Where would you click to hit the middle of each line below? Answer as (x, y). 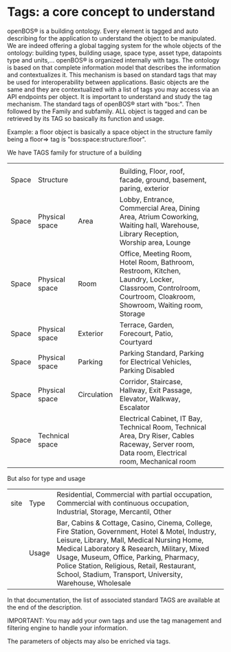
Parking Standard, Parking (162, 353)
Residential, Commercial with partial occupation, (134, 494)
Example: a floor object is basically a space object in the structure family (110, 132)
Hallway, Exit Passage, (156, 390)
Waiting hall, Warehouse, (159, 225)
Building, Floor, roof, (152, 171)
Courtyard (136, 342)
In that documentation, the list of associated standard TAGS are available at (113, 600)
